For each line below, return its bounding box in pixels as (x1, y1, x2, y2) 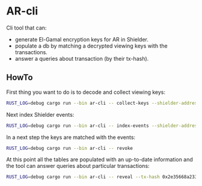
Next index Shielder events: (6, 111, 75, 118)
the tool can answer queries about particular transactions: (6, 163, 150, 170)
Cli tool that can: (6, 24, 47, 31)
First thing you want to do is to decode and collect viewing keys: (6, 88, 166, 96)
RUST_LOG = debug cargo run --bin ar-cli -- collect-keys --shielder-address (6, 100, 200, 106)
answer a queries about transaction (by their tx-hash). (14, 55, 149, 62)
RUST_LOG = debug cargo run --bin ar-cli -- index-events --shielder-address (6, 122, 200, 129)
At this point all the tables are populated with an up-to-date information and (6, 156, 194, 163)
